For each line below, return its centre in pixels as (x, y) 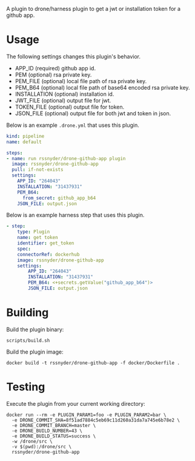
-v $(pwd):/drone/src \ (41, 446)
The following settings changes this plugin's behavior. (74, 56)
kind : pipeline (25, 136)
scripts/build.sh (28, 340)
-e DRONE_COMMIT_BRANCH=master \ (54, 425)
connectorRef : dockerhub (48, 254)
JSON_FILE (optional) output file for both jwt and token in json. (93, 113)
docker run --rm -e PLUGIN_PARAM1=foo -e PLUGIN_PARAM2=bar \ (86, 415)
